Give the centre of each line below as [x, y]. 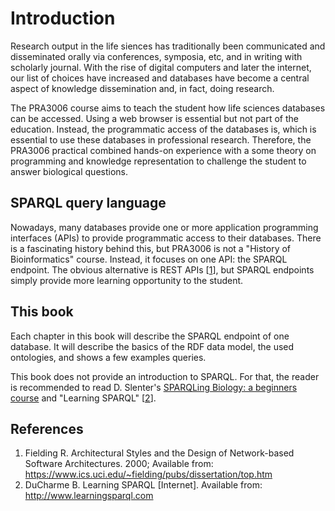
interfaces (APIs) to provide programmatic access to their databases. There [166, 238]
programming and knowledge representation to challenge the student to [158, 161]
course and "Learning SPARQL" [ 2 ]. [83, 398]
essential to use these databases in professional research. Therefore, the [161, 139]
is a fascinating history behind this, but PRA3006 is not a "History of [151, 248]
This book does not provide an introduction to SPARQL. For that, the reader [165, 376]
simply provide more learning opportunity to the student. [127, 280]
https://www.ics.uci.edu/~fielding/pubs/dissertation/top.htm [148, 474]
